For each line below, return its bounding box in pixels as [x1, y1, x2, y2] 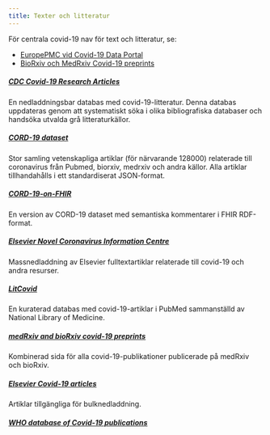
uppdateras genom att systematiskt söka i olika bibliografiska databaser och [8, 106, 263, 116]
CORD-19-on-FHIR [8, 189, 72, 199]
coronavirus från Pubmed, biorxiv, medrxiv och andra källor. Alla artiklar [8, 162, 247, 171]
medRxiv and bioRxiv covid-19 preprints [8, 332, 146, 341]
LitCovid [8, 284, 38, 294]
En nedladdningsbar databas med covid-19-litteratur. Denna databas [8, 97, 237, 107]
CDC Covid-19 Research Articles [8, 77, 120, 87]
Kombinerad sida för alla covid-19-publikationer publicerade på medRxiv [8, 352, 250, 361]
